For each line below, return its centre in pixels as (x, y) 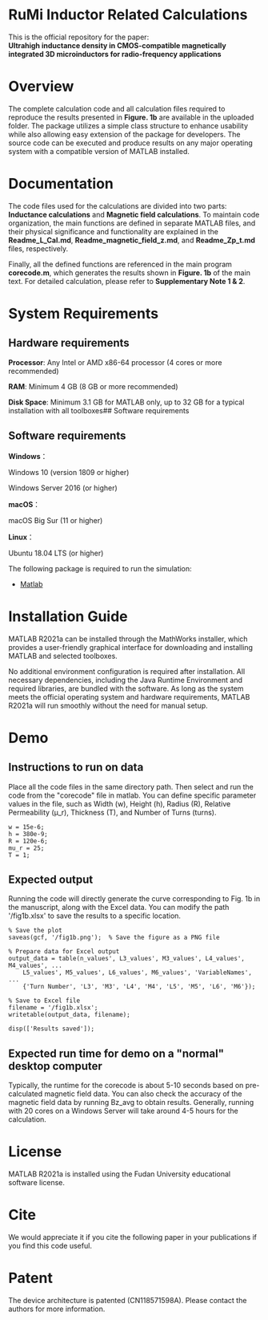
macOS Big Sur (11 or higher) (56, 520)
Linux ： (21, 537)
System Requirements (83, 314)
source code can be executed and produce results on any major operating (131, 143)
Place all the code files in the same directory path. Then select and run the (131, 786)
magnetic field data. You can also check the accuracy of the (143, 1094)
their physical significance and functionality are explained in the (113, 231)
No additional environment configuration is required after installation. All (127, 671)
